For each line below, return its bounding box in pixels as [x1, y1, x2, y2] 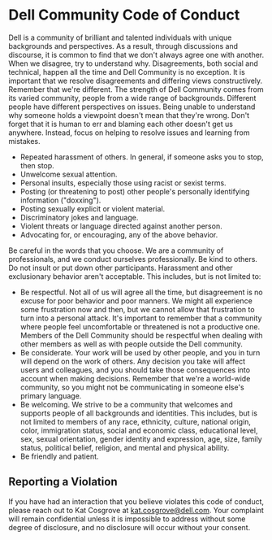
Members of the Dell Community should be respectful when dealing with [19, 330, 263, 340]
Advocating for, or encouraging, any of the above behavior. [19, 229, 218, 239]
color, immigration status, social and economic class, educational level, [19, 425, 258, 435]
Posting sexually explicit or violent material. [19, 203, 166, 213]
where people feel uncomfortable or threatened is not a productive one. [19, 321, 261, 331]
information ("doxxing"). [19, 195, 101, 205]
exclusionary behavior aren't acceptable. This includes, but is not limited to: [8, 271, 261, 281]
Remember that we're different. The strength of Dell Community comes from [8, 84, 264, 94]
